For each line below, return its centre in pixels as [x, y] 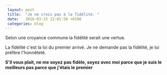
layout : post [21, 10]
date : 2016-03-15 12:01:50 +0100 [44, 19]
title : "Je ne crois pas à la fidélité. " [53, 14]
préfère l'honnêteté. [26, 53]
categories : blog [25, 24]
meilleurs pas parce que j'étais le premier [49, 68]
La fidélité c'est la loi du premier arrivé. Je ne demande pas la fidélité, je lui [82, 47]
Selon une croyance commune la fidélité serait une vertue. [65, 38]
